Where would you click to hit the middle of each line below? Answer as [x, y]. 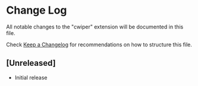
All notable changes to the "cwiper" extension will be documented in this [95, 27]
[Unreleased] [31, 63]
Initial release [31, 77]
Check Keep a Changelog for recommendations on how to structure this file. [99, 44]
